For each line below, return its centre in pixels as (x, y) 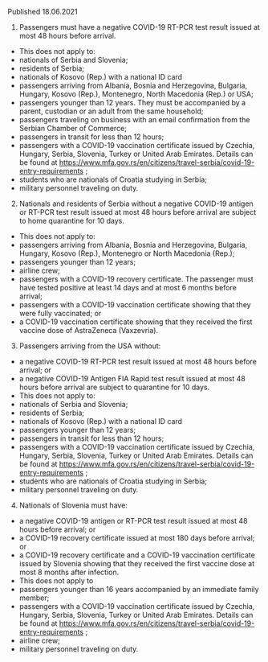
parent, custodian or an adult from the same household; (111, 111)
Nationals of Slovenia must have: (73, 505)
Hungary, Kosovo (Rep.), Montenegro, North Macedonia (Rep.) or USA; (136, 94)
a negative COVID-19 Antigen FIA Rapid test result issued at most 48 (132, 378)
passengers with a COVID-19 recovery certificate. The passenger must (136, 279)
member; (34, 598)
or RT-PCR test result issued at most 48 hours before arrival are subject (138, 212)
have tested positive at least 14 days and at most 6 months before (128, 288)
